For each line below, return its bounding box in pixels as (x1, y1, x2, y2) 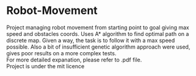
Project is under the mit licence (6, 62, 85, 70)
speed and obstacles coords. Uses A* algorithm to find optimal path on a (6, 30, 189, 37)
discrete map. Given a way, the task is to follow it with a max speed (6, 36, 175, 44)
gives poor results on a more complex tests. (6, 49, 117, 57)
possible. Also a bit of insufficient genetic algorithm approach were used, (6, 43, 191, 50)
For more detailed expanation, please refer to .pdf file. (6, 56, 142, 63)
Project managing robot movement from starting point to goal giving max (6, 24, 189, 31)
